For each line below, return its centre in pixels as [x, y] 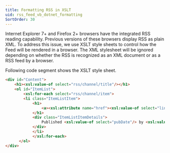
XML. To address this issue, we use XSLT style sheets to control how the [81, 45]
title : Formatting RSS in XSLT [38, 10]
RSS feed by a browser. [30, 61]
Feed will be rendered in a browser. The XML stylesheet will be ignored [79, 50]
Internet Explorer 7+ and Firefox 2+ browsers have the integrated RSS [78, 34]
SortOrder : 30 [20, 19]
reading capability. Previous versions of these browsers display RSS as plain [85, 39]
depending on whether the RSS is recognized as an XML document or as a [83, 55]
